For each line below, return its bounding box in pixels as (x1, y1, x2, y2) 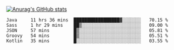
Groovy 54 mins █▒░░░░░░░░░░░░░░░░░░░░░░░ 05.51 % (6, 33, 169, 39)
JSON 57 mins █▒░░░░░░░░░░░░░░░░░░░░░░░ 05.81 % (6, 27, 169, 33)
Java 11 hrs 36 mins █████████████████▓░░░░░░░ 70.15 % (6, 17, 169, 23)
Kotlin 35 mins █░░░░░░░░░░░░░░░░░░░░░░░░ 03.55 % (6, 38, 169, 44)
